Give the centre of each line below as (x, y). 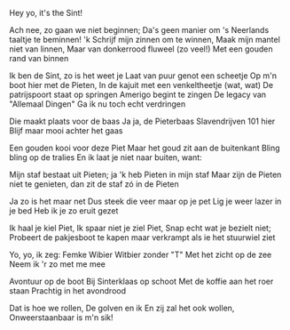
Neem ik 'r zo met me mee (58, 264)
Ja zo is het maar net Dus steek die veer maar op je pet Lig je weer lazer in (145, 201)
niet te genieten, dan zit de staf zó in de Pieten (94, 184)
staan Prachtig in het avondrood (68, 291)
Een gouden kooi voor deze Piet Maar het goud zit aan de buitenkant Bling (145, 148)
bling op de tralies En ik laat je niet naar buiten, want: (106, 157)
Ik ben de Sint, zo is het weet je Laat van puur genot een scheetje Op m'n (143, 76)
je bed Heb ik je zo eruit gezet (64, 211)
